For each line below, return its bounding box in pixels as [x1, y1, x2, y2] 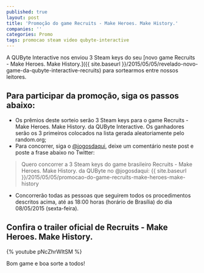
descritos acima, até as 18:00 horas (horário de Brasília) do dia [15, 198, 172, 206]
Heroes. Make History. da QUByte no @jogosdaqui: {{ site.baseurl [21, 167, 187, 174]
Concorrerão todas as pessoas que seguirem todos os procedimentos [15, 192, 191, 199]
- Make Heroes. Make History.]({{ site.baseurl [6, 60, 121, 67]
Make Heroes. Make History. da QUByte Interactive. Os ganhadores [15, 123, 185, 130]
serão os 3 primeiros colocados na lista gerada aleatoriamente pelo [15, 129, 185, 137]
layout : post [6, 15, 40, 21]
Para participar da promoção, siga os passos [6, 91, 180, 101]
